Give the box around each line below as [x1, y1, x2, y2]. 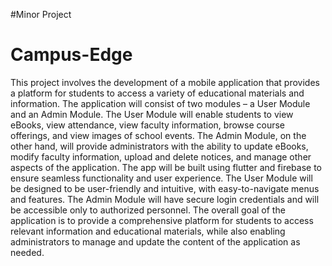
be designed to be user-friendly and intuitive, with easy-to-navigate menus [10, 182, 320, 194]
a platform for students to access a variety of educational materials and [10, 87, 305, 99]
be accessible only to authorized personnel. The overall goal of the [10, 204, 286, 216]
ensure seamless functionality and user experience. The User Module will [10, 172, 313, 184]
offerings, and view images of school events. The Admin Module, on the [10, 129, 307, 141]
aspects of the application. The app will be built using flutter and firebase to [10, 161, 322, 173]
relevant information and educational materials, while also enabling [10, 225, 286, 237]
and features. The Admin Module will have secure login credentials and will [10, 193, 320, 205]
